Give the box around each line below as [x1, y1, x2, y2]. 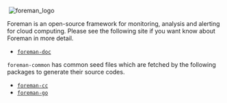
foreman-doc [16, 48, 51, 55]
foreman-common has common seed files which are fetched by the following [7, 61, 217, 68]
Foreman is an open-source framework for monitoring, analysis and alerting [7, 20, 220, 27]
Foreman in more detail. [7, 34, 74, 42]
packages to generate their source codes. [7, 68, 125, 76]
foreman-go [16, 89, 49, 96]
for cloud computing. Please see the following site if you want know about [7, 27, 215, 35]
